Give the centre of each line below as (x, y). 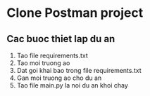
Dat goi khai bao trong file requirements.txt (79, 70)
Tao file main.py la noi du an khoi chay (72, 85)
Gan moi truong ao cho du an (59, 78)
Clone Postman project (75, 13)
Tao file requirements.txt (52, 55)
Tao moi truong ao (43, 63)
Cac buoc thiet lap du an (61, 39)
